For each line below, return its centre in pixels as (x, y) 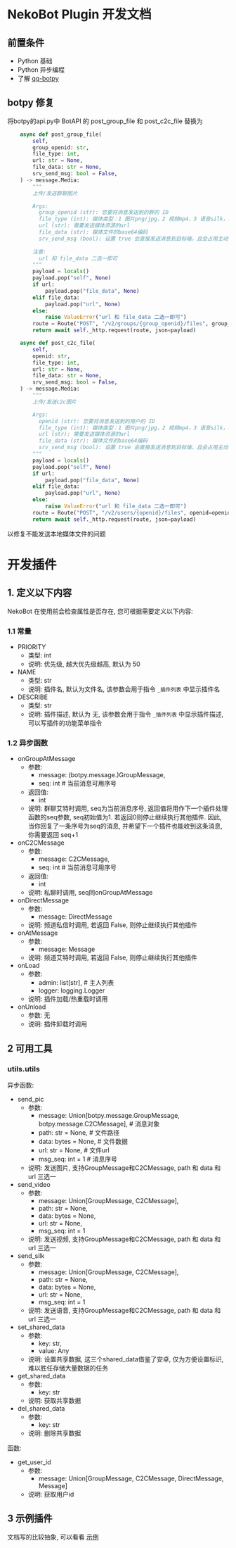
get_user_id (34, 1462)
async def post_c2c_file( (58, 343)
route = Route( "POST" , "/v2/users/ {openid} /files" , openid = (122, 512)
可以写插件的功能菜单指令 (65, 723)
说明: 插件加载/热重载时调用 (68, 999)
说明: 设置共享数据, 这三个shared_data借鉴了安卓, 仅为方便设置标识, (126, 1359)
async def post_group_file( (61, 134)
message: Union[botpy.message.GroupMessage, (109, 1115)
